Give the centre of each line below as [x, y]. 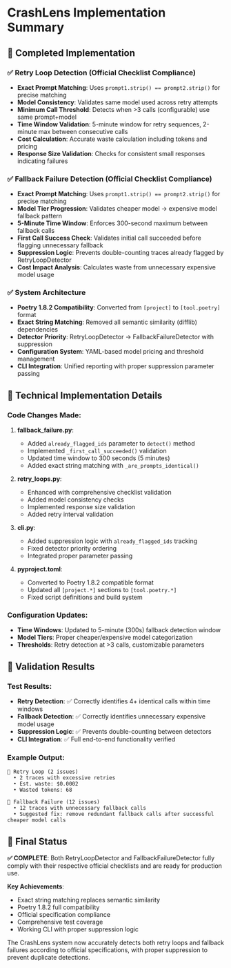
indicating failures [42, 161]
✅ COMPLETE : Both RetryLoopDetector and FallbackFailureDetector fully [111, 858]
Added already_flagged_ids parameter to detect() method [111, 444]
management [36, 359]
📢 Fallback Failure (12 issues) [53, 802]
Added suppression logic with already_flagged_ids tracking [112, 541]
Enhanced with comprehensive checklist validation [99, 493]
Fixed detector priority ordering [72, 549]
